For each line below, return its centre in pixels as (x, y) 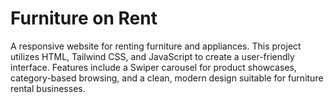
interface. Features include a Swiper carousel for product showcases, (153, 67)
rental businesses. (48, 88)
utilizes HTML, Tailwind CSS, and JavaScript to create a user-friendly (152, 56)
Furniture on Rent (84, 18)
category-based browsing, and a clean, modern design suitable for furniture (167, 78)
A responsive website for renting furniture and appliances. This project (156, 46)
